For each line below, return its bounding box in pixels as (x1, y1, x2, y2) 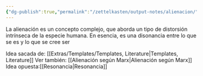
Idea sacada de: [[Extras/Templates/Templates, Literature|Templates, (5, 49, 178, 57)
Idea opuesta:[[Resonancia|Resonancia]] (5, 63, 107, 70)
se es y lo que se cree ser (5, 38, 70, 45)
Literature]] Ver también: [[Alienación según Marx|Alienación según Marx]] (5, 56, 192, 63)
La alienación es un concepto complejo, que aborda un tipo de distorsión (5, 25, 188, 33)
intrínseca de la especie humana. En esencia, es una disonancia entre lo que (5, 31, 197, 39)
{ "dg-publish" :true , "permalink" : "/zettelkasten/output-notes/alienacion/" (5, 8, 199, 15)
